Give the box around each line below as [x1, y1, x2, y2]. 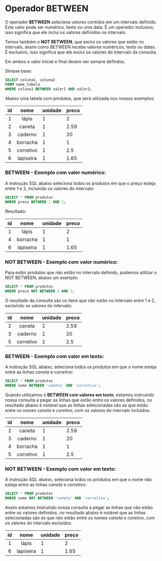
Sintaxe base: [5, 68, 32, 74]
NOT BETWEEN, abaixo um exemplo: [5, 275, 79, 280]
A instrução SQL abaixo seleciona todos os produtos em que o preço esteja [5, 180, 156, 186]
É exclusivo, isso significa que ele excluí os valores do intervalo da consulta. [5, 49, 158, 55]
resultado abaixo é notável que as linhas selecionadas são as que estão [5, 402, 148, 408]
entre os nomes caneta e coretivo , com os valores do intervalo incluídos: [5, 407, 151, 413]
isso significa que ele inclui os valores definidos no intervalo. [5, 29, 127, 35]
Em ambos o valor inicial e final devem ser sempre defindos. [5, 58, 126, 64]
